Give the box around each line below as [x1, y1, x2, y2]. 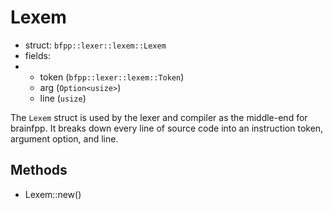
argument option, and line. [10, 132, 119, 145]
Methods [10, 162, 68, 179]
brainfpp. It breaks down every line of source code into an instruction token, [10, 122, 324, 134]
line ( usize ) [39, 92, 87, 104]
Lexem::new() [24, 188, 82, 200]
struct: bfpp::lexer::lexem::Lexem [24, 39, 167, 51]
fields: [24, 49, 51, 61]
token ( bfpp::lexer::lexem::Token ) [39, 71, 185, 83]
